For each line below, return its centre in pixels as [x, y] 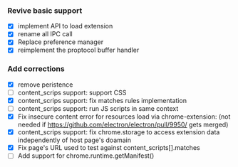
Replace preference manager [61, 42]
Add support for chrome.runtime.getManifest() [86, 156]
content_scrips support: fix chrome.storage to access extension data [119, 132]
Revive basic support [45, 11]
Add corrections [36, 69]
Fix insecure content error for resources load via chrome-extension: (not [124, 117]
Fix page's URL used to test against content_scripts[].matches [109, 148]
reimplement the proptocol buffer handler [78, 50]
